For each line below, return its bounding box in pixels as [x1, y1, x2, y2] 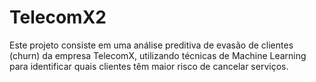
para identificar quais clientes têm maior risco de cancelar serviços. [9, 60, 289, 72]
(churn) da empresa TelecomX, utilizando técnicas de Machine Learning [9, 49, 307, 61]
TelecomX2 [9, 6, 107, 29]
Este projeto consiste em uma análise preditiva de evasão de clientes [9, 39, 294, 51]
